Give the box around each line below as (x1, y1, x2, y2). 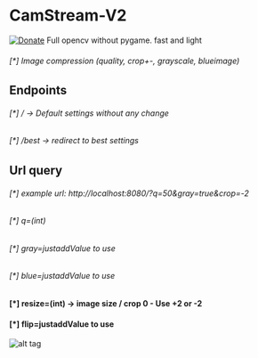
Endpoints (9, 83, 68, 98)
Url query (9, 162, 63, 178)
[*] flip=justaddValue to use (9, 318, 115, 330)
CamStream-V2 (9, 5, 127, 26)
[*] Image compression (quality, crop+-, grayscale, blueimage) (9, 55, 240, 66)
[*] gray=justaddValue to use (9, 242, 116, 254)
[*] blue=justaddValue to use (9, 271, 116, 281)
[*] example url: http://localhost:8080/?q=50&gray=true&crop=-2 (9, 188, 249, 199)
